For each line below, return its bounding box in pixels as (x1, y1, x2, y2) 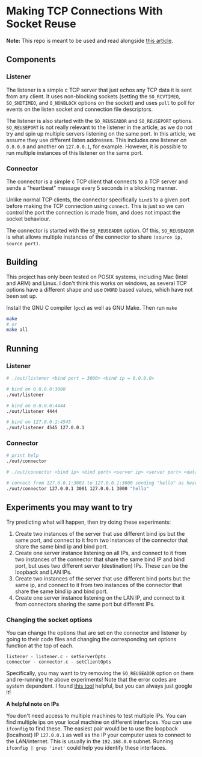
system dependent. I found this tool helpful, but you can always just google (6, 682, 192, 689)
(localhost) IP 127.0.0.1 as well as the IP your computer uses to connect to (6, 731, 192, 738)
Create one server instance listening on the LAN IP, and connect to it (14, 594, 185, 601)
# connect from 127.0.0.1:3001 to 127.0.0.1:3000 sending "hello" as (6, 480, 185, 486)
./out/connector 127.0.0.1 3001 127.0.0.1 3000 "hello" (6, 485, 149, 492)
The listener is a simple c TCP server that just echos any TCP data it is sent (6, 86, 192, 93)
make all (6, 327, 28, 333)
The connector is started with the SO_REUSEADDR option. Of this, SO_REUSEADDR (6, 227, 194, 234)
